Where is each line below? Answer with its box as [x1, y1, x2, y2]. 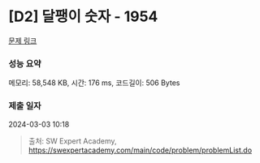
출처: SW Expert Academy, [28, 135, 117, 146]
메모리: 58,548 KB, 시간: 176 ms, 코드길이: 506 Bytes [8, 78, 180, 88]
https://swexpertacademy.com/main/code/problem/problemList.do [28, 145, 253, 155]
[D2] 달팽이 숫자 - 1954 [8, 7, 158, 26]
